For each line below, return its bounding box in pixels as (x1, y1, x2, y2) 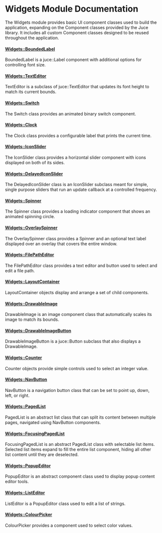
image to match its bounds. (5, 316, 59, 323)
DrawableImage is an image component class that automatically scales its (5, 312, 152, 317)
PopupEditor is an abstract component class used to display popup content (5, 473, 155, 479)
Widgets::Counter (5, 355, 42, 361)
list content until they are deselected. (5, 452, 79, 457)
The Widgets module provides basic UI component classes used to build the (5, 19, 157, 25)
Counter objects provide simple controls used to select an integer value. (5, 365, 148, 371)
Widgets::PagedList (5, 404, 46, 409)
